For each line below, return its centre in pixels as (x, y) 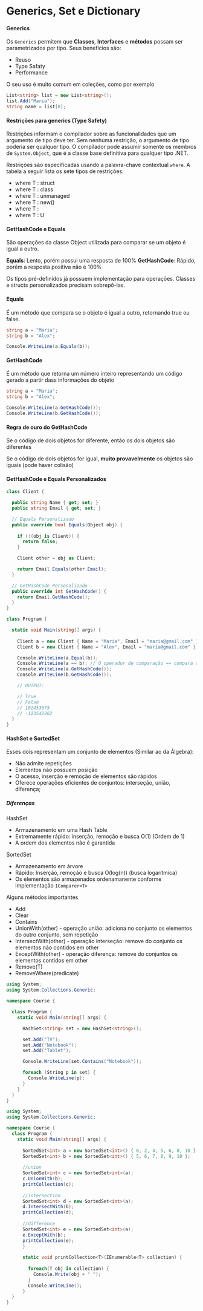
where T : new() (35, 202)
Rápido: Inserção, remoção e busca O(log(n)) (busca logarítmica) (96, 873)
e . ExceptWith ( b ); (44, 1235)
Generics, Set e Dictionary (73, 11)
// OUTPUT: (31, 686)
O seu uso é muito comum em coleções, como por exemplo (80, 84)
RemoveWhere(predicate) (47, 973)
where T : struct (35, 183)
